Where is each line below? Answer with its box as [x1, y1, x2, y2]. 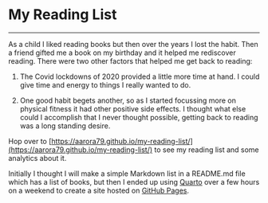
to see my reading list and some [154, 145, 259, 154]
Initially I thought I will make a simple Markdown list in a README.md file [8, 169, 246, 178]
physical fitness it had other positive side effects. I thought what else [19, 103, 246, 113]
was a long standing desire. [19, 121, 111, 131]
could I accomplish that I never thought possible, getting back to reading [19, 112, 258, 122]
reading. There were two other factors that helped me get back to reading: [8, 56, 253, 65]
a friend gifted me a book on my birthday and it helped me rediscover [8, 48, 237, 57]
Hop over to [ [8, 136, 52, 146]
